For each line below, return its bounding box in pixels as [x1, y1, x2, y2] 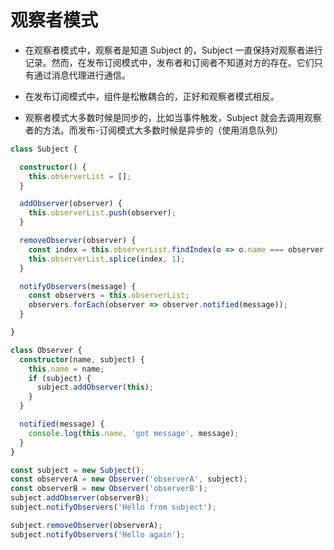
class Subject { [10, 144, 78, 154]
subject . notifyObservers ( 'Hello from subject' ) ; [10, 502, 217, 513]
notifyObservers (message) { [19, 281, 137, 291]
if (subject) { [28, 373, 92, 383]
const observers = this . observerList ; [28, 291, 190, 301]
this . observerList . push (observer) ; [28, 208, 177, 218]
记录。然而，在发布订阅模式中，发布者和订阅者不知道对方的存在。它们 [24, 56, 315, 68]
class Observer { [10, 345, 83, 355]
